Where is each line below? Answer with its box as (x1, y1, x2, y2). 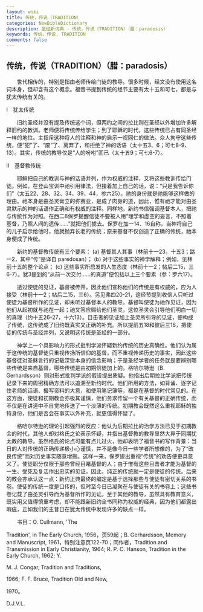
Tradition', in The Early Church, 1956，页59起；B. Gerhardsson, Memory (6, 531, 187, 538)
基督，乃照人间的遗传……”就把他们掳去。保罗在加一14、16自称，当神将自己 (6, 220, 193, 227)
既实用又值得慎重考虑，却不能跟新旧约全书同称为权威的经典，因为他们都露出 (6, 498, 197, 505)
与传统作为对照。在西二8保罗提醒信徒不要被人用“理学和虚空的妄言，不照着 (6, 212, 192, 219)
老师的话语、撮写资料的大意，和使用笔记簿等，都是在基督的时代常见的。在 (11, 387, 197, 394)
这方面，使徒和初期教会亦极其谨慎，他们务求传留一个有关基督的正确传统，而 (6, 394, 197, 402)
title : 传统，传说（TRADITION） (6, 14, 82, 21)
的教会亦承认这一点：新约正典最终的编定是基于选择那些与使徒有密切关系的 (6, 475, 192, 482)
